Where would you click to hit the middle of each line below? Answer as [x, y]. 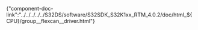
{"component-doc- [30, 9]
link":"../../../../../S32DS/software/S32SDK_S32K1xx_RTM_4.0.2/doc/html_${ [99, 15]
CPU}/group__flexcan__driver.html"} [51, 21]
